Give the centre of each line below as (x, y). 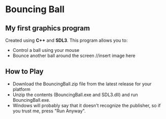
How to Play (25, 71)
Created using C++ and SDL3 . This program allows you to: (67, 40)
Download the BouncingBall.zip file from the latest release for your (82, 84)
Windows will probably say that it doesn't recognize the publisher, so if (87, 105)
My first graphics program (48, 28)
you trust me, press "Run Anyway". (49, 111)
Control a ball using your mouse (46, 50)
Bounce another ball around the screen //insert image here (74, 55)
